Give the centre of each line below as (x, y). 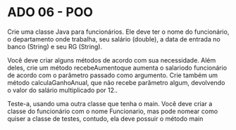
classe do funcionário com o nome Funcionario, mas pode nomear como (113, 111)
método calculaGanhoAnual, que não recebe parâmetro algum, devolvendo (116, 82)
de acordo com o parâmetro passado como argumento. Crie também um (113, 75)
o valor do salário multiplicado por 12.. (63, 90)
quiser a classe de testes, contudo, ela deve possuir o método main (105, 118)
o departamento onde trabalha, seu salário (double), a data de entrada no (114, 39)
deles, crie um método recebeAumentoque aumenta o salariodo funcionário (117, 67)
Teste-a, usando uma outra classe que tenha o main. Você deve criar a (110, 103)
